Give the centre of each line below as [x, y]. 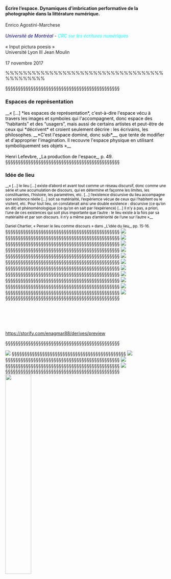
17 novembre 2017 [24, 63]
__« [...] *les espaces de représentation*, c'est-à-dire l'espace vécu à [78, 113]
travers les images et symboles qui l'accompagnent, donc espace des [79, 118]
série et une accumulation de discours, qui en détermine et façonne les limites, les [77, 190]
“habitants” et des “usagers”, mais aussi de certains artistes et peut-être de [85, 123]
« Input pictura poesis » [30, 47]
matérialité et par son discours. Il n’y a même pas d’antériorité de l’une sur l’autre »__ [79, 217]
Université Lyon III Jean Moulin [38, 52]
